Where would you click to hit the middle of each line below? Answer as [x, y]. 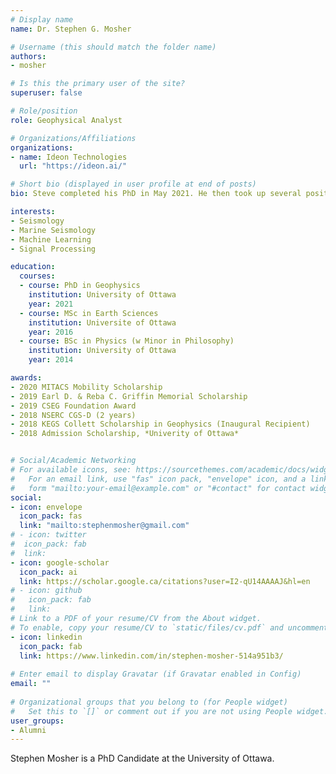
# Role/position [44, 111]
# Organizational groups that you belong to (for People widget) [149, 702]
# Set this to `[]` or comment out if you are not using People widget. [169, 711]
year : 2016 [51, 332]
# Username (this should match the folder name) [113, 47]
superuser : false [46, 93]
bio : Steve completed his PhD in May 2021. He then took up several [156, 194]
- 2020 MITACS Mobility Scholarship [86, 387]
